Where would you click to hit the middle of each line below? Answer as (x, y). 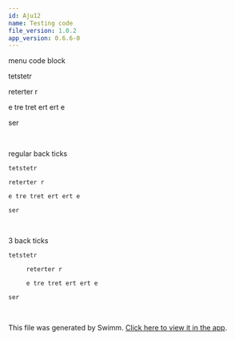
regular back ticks (38, 154)
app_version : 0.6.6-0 (44, 38)
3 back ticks (28, 241)
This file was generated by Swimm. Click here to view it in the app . (118, 328)
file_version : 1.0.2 (43, 30)
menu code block (37, 61)
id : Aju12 (25, 16)
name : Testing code (41, 23)
